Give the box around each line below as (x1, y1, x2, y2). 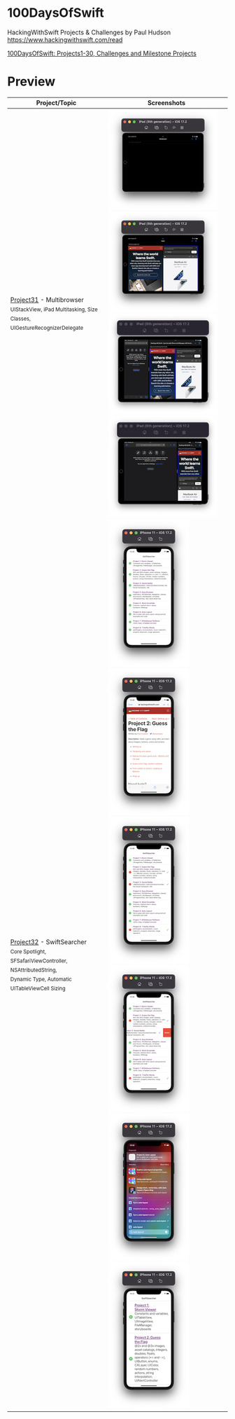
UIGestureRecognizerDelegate (10, 324, 84, 331)
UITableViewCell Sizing (10, 985, 66, 992)
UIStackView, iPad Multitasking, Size (10, 306, 98, 313)
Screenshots (147, 99, 186, 107)
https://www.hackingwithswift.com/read (7, 35, 123, 43)
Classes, (10, 315, 31, 322)
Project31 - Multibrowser (10, 296, 84, 304)
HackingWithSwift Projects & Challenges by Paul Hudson (7, 28, 171, 36)
